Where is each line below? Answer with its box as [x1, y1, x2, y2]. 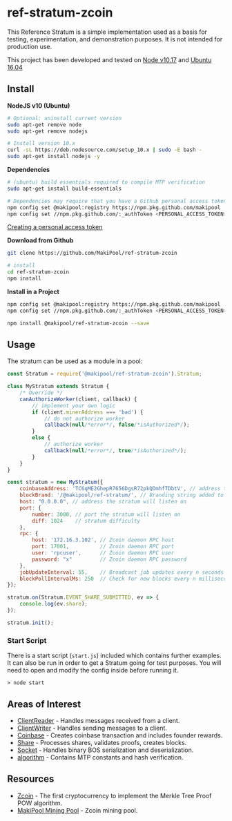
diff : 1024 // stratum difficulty [32, 517, 140, 524]
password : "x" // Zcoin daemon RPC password [32, 556, 187, 563]
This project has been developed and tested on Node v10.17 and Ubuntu [7, 55, 212, 64]
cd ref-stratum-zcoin [7, 269, 70, 276]
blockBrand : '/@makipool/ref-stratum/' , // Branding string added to [19, 492, 224, 499]
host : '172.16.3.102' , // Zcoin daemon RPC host [32, 537, 175, 543]
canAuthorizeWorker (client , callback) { [19, 396, 137, 403]
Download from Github [7, 236, 74, 244]
